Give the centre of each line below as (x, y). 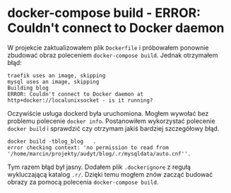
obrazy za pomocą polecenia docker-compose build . (83, 182)
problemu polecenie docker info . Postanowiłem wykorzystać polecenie (111, 121)
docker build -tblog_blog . (52, 141)
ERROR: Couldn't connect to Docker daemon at (75, 94)
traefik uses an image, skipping (57, 76)
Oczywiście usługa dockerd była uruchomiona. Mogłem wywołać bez (108, 113)
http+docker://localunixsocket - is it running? (80, 100)
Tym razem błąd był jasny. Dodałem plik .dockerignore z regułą (99, 167)
